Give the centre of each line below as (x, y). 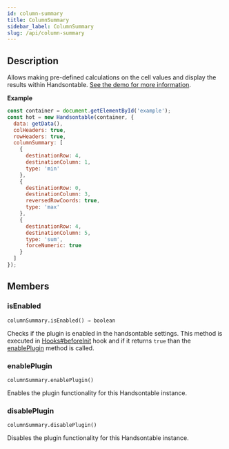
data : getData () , (38, 124)
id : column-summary (35, 13)
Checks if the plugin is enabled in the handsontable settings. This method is (115, 333)
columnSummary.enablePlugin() (51, 380)
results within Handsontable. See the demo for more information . (99, 85)
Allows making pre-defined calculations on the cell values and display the (112, 77)
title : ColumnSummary (38, 20)
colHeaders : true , (40, 130)
